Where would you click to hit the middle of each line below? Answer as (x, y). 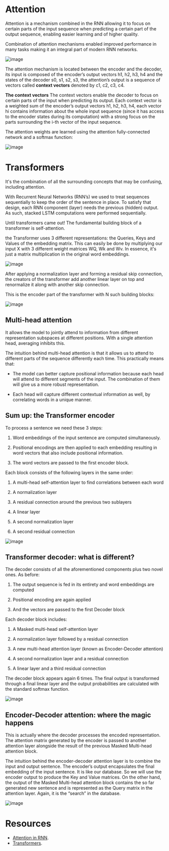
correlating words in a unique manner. (52, 400)
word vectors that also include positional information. (68, 453)
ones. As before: (23, 575)
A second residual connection (44, 531)
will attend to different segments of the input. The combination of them (86, 379)
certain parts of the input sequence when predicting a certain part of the (81, 28)
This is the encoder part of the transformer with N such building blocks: (80, 294)
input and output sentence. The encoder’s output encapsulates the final (80, 766)
